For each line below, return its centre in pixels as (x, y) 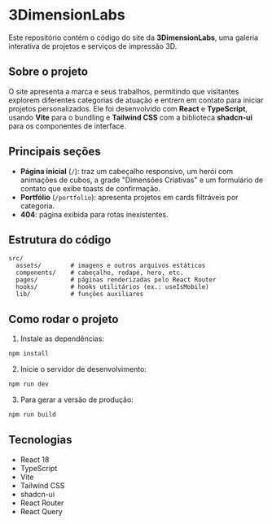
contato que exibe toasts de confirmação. (90, 188)
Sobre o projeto (48, 72)
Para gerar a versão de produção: (77, 400)
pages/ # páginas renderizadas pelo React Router (116, 280)
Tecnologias (40, 440)
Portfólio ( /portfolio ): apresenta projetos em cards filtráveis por (129, 197)
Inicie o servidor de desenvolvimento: (83, 369)
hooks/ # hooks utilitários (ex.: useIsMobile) (112, 287)
